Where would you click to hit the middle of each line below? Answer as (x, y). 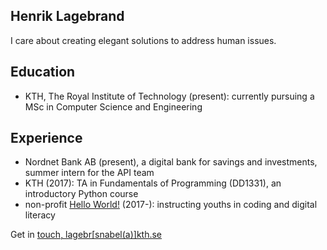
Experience (46, 138)
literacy (40, 215)
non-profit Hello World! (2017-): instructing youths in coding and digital (171, 205)
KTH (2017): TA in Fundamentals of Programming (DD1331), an (153, 183)
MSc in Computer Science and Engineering (113, 106)
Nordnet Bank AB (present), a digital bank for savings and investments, (171, 162)
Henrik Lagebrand (67, 16)
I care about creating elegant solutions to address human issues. (143, 40)
